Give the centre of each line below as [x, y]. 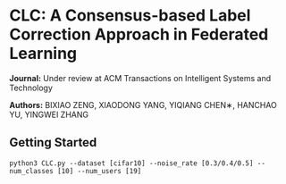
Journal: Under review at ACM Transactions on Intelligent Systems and [140, 78]
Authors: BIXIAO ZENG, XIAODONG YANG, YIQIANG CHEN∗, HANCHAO [143, 105]
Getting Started [53, 142]
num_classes [31, 171]
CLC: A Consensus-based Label [130, 16]
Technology [31, 88]
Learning [43, 54]
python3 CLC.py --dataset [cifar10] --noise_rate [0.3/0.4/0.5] [131, 163]
